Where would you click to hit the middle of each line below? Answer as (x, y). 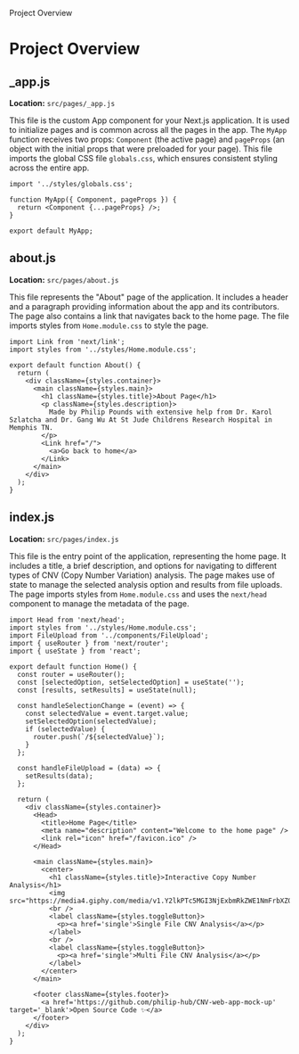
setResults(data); (59, 776)
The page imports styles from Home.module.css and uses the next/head (138, 594)
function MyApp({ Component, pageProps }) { (93, 200)
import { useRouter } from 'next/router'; (89, 643)
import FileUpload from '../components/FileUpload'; (109, 635)
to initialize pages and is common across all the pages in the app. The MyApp (148, 130)
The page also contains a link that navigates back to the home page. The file (149, 316)
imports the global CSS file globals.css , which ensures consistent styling (144, 158)
